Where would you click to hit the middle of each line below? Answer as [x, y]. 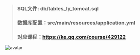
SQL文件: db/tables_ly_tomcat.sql [58, 8]
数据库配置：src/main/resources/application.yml [76, 23]
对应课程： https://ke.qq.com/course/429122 [71, 37]
